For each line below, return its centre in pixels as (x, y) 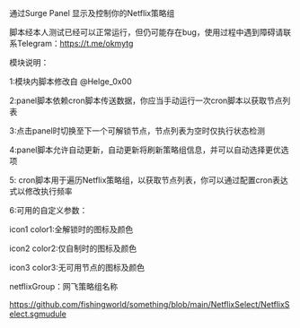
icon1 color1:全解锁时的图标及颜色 (71, 229)
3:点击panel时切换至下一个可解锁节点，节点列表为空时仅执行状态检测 (137, 131)
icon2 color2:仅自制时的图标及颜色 (73, 248)
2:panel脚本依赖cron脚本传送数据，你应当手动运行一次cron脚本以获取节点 (146, 100)
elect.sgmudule (38, 314)
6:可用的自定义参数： (49, 210)
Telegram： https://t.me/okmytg (75, 43)
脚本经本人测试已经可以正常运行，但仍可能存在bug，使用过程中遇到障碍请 (146, 32)
